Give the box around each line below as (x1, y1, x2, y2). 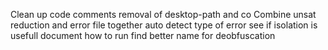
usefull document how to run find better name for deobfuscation (10, 30, 276, 41)
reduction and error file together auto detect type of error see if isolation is (10, 19, 318, 31)
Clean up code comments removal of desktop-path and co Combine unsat (10, 9, 317, 20)
